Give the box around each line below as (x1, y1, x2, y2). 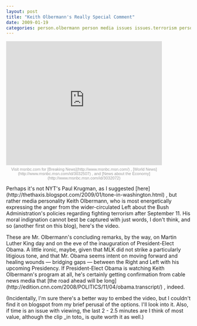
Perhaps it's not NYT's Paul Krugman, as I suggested (6, 185, 134, 192)
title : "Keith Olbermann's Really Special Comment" (6, 14, 135, 20)
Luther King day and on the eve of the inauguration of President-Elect (6, 240, 174, 247)
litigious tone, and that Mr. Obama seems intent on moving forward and (6, 252, 178, 259)
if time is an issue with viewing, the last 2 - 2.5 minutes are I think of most (6, 307, 184, 314)
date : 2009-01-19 (6, 19, 49, 25)
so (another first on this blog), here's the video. (6, 222, 120, 229)
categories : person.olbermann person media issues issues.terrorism (6, 25, 177, 31)
